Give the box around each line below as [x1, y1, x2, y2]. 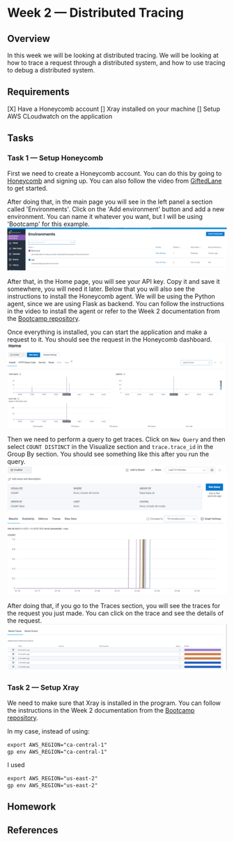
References [7, 824, 58, 836]
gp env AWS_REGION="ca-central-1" [7, 748, 108, 755]
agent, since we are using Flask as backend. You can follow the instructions [7, 300, 225, 308]
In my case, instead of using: [7, 727, 90, 735]
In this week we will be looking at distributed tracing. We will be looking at [7, 51, 219, 59]
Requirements [7, 86, 70, 98]
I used [7, 760, 26, 768]
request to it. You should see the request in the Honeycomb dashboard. [7, 335, 212, 344]
